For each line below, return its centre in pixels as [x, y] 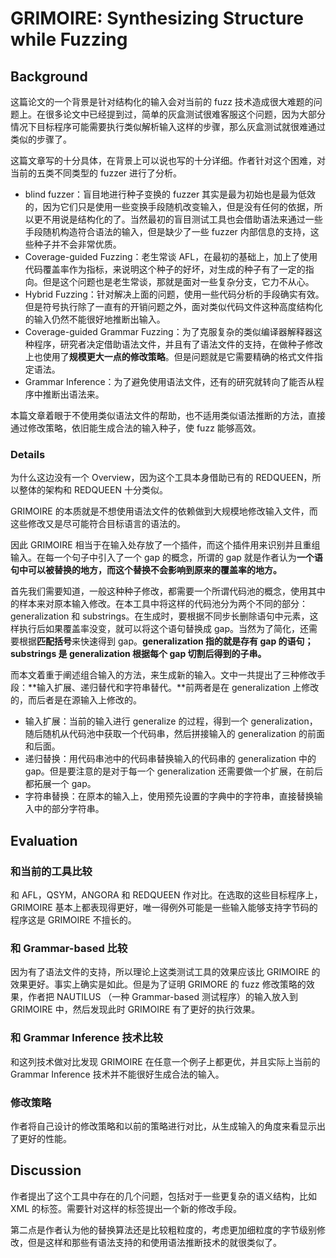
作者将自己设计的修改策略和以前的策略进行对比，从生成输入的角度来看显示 [163, 1126]
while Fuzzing [69, 39]
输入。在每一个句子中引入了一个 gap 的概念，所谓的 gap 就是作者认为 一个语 [166, 558]
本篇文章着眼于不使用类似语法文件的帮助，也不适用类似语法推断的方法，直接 [168, 415]
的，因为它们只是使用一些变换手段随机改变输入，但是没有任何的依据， [169, 206]
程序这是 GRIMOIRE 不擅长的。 [73, 919]
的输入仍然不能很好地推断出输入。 [95, 319]
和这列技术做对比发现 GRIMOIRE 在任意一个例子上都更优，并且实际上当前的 [165, 1061]
